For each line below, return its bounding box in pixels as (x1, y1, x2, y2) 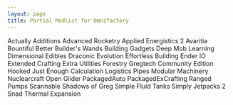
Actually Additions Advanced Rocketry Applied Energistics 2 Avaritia (7, 36, 208, 45)
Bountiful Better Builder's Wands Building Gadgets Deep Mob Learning (7, 44, 215, 52)
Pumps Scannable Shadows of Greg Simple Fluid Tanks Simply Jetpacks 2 (7, 82, 227, 90)
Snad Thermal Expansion (7, 89, 81, 98)
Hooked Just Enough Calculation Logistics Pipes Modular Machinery (7, 67, 209, 75)
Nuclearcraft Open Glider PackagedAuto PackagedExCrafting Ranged (7, 74, 212, 82)
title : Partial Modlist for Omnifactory (7, 17, 130, 24)
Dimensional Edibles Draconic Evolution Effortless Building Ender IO (7, 51, 207, 60)
